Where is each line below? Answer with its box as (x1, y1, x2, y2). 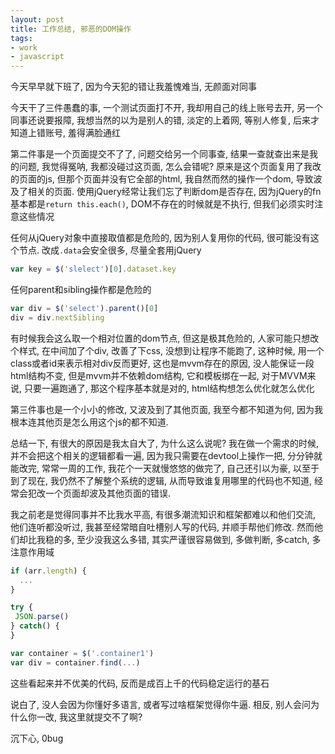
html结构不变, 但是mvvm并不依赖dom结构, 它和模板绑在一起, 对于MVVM (10, 369, 308, 381)
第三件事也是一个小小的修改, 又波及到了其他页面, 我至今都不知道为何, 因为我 (10, 403, 323, 415)
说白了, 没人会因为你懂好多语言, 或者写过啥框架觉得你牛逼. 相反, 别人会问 (10, 698, 311, 710)
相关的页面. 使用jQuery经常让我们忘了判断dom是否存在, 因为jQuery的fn (27, 186, 322, 198)
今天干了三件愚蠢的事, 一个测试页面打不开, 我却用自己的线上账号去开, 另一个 (10, 102, 323, 114)
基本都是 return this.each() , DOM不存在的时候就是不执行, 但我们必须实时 (10, 198, 315, 210)
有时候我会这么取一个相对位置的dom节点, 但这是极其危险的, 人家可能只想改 (10, 332, 320, 344)
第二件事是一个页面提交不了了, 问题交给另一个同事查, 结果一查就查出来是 (10, 148, 310, 160)
